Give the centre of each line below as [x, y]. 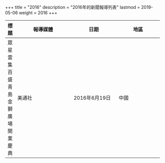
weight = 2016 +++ [38, 13]
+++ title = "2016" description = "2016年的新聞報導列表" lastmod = [73, 7]
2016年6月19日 [92, 98]
